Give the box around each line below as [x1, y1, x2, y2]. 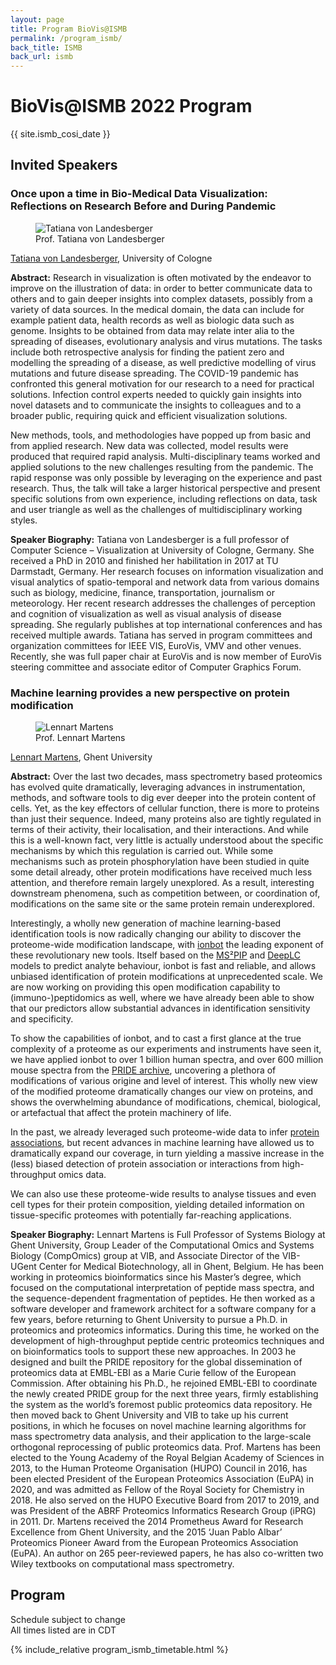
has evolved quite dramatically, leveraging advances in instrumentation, [10, 781, 306, 793]
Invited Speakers [10, 157, 118, 174]
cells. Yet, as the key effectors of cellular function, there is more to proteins [10, 802, 320, 815]
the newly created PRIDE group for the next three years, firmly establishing [10, 1388, 319, 1400]
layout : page [10, 14, 65, 25]
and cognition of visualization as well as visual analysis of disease [10, 607, 282, 620]
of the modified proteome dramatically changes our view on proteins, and [10, 1086, 314, 1098]
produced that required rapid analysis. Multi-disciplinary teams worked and [10, 450, 321, 462]
